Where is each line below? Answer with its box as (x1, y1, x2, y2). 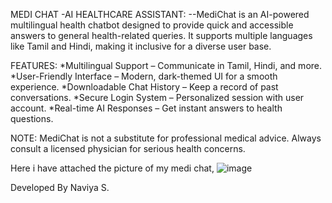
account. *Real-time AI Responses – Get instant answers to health (10, 102, 283, 114)
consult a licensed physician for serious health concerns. (10, 143, 246, 154)
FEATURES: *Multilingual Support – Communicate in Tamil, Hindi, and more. (10, 60, 323, 71)
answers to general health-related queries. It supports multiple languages (10, 30, 313, 41)
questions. (10, 113, 54, 124)
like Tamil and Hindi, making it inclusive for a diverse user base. (10, 40, 272, 52)
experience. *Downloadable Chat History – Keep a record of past (10, 81, 279, 93)
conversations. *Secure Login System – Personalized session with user (10, 92, 305, 103)
